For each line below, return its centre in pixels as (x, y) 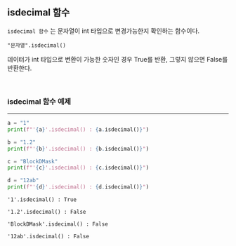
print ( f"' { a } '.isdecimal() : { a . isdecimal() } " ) (78, 129)
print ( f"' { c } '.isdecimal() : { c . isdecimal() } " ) (78, 168)
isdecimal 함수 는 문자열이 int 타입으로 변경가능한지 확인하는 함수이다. (104, 31)
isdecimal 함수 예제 (39, 102)
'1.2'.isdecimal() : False (47, 212)
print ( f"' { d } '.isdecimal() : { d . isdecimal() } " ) (78, 187)
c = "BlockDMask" (33, 161)
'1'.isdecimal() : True (42, 200)
